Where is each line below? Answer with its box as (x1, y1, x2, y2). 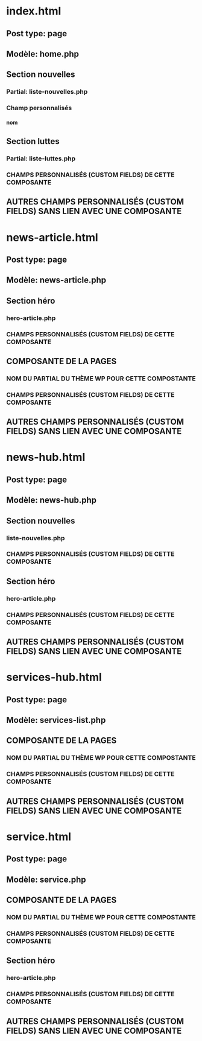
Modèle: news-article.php (6, 275, 107, 286)
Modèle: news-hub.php (6, 495, 97, 506)
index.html (6, 4, 62, 18)
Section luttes (6, 136, 60, 146)
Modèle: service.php (6, 874, 86, 884)
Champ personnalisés (6, 104, 72, 113)
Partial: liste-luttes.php (6, 154, 76, 163)
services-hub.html (6, 670, 103, 684)
